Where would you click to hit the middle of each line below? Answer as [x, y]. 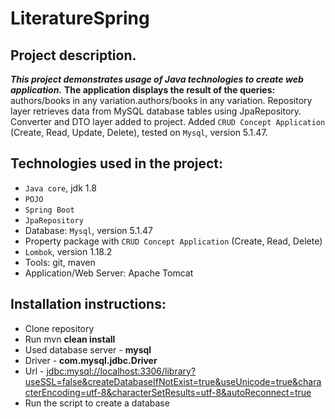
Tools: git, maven [60, 262]
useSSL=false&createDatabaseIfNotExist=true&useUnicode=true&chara [173, 381]
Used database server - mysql [88, 349]
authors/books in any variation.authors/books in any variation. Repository [161, 100]
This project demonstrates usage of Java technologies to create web [157, 79]
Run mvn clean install [70, 339]
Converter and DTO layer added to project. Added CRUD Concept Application [168, 121]
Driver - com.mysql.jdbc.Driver [91, 360]
